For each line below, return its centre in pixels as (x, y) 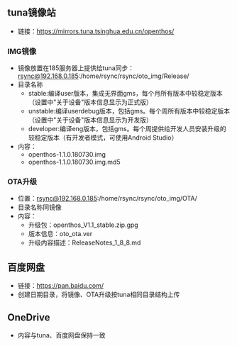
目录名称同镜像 (39, 207)
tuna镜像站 (32, 13)
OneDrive (29, 317)
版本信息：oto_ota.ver (60, 234)
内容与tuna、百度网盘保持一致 (61, 335)
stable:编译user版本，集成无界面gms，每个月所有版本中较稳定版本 (125, 94)
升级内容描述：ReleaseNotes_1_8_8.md (84, 242)
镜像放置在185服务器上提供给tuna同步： (76, 68)
